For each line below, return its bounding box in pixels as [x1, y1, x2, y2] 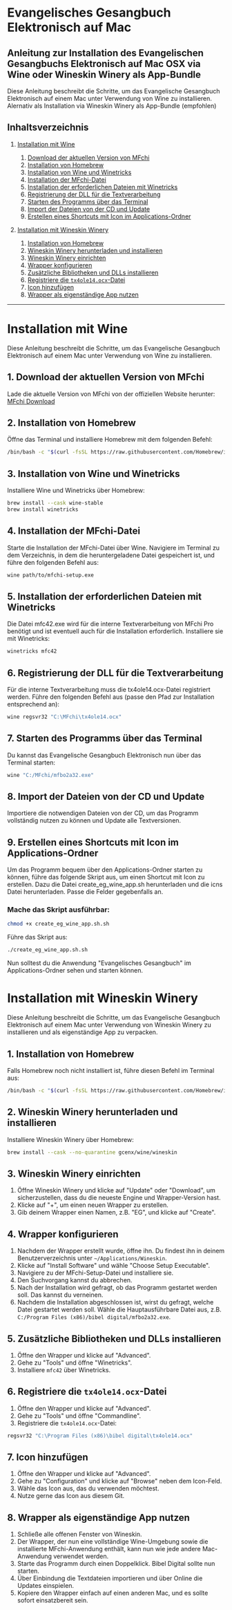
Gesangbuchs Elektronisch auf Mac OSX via [7, 57, 202, 70]
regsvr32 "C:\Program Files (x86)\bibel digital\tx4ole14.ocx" [7, 1432, 193, 1439]
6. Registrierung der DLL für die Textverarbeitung [7, 667, 224, 679]
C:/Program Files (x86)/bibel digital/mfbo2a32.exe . [17, 1313, 171, 1321]
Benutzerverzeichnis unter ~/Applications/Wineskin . [17, 1254, 167, 1262]
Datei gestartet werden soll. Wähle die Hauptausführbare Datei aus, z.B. [17, 1305, 222, 1314]
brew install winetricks [7, 506, 79, 513]
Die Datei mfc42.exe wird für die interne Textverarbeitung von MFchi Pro [7, 620, 214, 628]
